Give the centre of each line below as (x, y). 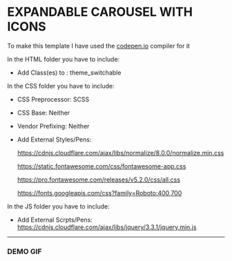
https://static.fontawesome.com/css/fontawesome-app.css (101, 166)
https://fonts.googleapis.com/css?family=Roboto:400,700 (99, 193)
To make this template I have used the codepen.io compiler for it (98, 46)
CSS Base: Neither (43, 113)
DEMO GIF (25, 251)
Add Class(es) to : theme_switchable (69, 72)
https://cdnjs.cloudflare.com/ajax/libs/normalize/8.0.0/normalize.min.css (120, 153)
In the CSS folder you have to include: (61, 86)
